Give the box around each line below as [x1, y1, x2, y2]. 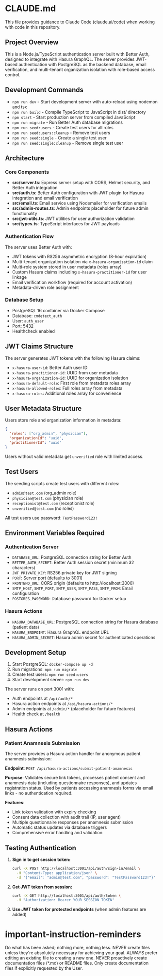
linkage [12, 274, 27, 280]
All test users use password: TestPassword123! [5, 515, 98, 521]
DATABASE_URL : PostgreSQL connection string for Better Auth [12, 555, 132, 560]
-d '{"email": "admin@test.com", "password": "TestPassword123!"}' [16, 875, 156, 880]
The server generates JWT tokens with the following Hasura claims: [5, 355, 141, 361]
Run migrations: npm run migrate [12, 666, 78, 673]
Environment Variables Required [5, 529, 105, 537]
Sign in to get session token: [12, 857, 71, 862]
